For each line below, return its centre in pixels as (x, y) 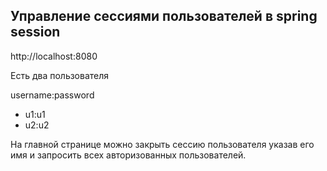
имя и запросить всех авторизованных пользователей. (128, 155)
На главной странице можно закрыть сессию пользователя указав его (162, 144)
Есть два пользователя (60, 75)
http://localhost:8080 (54, 56)
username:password (52, 95)
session (35, 32)
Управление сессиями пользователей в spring (164, 16)
